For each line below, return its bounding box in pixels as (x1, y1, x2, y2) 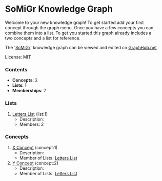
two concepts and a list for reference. (5, 35, 81, 41)
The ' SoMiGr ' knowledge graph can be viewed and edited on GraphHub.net (5, 44, 157, 50)
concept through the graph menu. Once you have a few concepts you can (5, 24, 154, 30)
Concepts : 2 (12, 77, 38, 83)
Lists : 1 (12, 82, 27, 88)
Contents (5, 66, 28, 73)
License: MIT (5, 54, 31, 60)
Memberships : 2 (12, 88, 46, 94)
